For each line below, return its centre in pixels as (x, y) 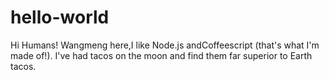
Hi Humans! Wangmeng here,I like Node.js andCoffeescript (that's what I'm (165, 45)
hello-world (60, 17)
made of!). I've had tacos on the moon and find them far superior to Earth (161, 55)
